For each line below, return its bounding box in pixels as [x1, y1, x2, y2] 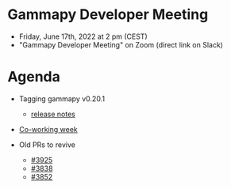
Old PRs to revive [18, 140, 76, 149]
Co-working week [18, 124, 79, 134]
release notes [30, 109, 76, 119]
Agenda [7, 68, 60, 86]
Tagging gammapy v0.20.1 [18, 93, 105, 104]
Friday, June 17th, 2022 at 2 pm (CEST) [18, 32, 148, 41]
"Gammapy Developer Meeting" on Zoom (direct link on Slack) [18, 40, 224, 49]
